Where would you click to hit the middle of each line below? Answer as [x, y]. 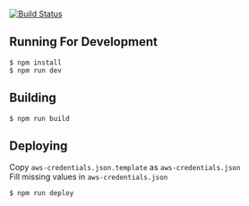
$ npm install [36, 63]
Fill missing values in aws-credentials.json [89, 177]
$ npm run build [39, 118]
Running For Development [84, 42]
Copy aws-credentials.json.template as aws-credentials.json [125, 167]
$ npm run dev [36, 70]
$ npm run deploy [42, 193]
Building [33, 98]
